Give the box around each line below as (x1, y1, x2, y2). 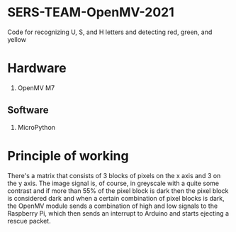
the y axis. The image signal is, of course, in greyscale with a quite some (7, 179, 220, 187)
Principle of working (7, 148, 129, 164)
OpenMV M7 (17, 83, 55, 92)
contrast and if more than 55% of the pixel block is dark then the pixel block (7, 186, 229, 195)
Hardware (7, 60, 67, 77)
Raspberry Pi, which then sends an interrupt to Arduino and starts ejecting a (7, 209, 229, 217)
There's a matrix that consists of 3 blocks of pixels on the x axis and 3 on (7, 171, 221, 179)
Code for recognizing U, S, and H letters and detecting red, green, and (7, 28, 213, 36)
